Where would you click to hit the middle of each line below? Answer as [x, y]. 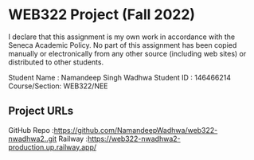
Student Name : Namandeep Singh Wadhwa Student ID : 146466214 [120, 77]
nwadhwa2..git [33, 139]
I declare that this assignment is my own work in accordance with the [122, 37]
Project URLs [41, 111]
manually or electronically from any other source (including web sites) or [127, 53]
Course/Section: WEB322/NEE [59, 86]
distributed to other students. [56, 62]
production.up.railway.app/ [53, 147]
